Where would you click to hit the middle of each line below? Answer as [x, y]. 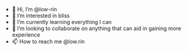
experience [26, 35]
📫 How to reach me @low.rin [48, 41]
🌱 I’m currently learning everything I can [62, 22]
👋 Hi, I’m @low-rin [34, 9]
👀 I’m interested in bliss [41, 16]
